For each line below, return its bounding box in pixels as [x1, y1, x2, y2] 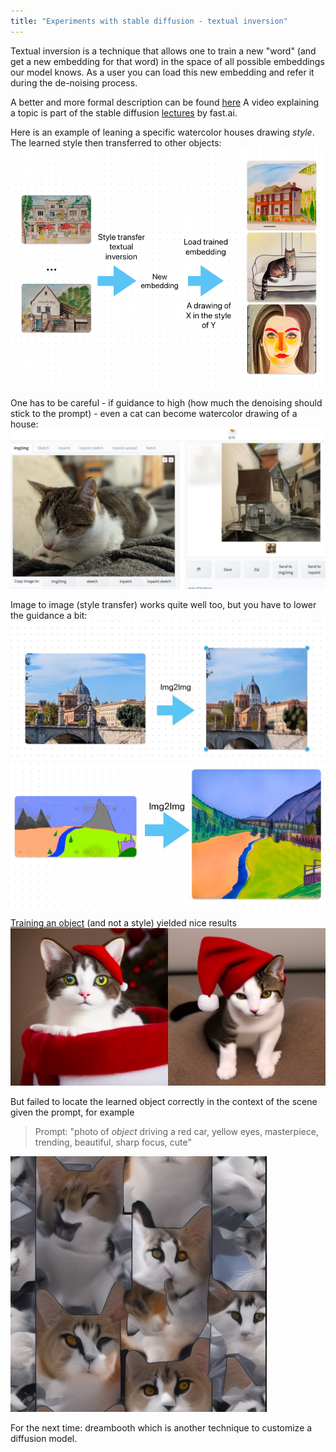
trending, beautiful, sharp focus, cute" [34, 1136, 192, 1148]
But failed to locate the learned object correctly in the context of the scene [10, 1095, 318, 1107]
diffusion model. [10, 1432, 78, 1444]
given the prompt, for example [10, 1106, 135, 1118]
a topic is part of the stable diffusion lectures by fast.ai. [10, 106, 238, 119]
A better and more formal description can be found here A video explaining [10, 96, 320, 108]
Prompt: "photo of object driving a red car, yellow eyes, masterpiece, [34, 1125, 319, 1137]
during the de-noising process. [10, 76, 138, 89]
